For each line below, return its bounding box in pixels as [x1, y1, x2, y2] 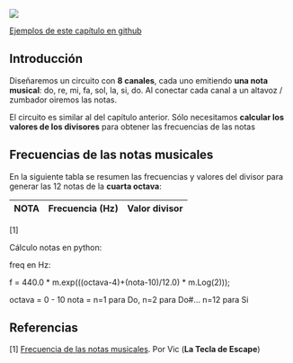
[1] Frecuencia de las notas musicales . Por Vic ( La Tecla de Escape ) [9, 344, 261, 355]
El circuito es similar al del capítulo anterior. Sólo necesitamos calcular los [9, 111, 285, 122]
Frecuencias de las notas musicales [9, 147, 214, 163]
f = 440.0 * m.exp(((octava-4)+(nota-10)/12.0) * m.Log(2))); [9, 277, 231, 288]
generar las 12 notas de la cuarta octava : [9, 181, 162, 191]
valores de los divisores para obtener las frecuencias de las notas [9, 121, 256, 132]
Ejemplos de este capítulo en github [9, 25, 142, 36]
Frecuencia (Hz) [48, 202, 119, 215]
